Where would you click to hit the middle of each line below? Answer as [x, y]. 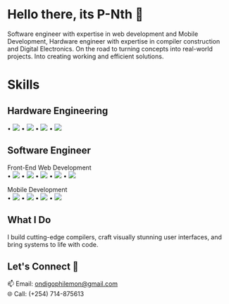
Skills [24, 85]
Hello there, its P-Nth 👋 [75, 14]
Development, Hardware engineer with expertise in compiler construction [114, 41]
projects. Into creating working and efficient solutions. [86, 56]
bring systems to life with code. [53, 244]
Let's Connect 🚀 [43, 266]
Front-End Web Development [49, 167]
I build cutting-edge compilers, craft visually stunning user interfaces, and [114, 237]
